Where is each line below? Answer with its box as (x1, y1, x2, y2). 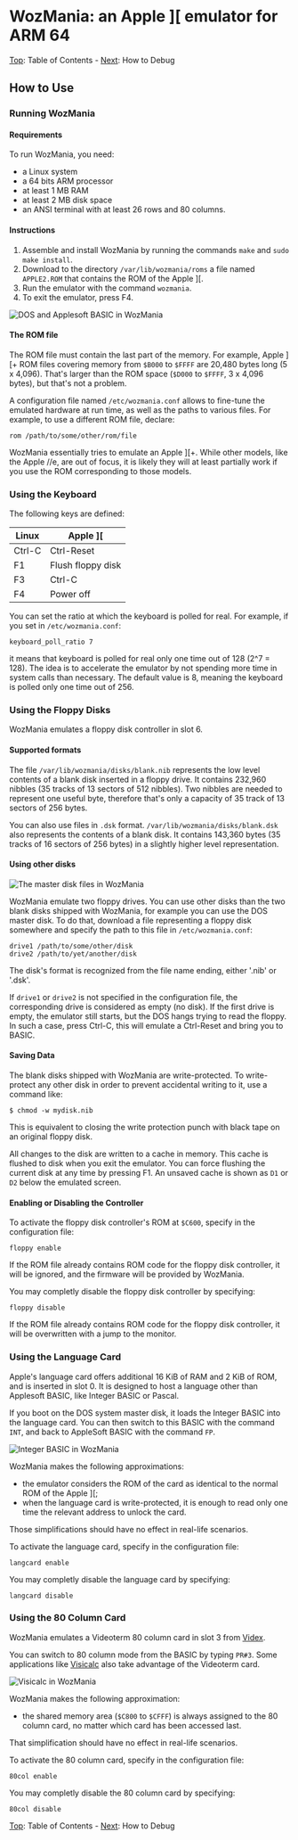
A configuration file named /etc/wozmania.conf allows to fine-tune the (9, 395, 265, 406)
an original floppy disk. (9, 1131, 93, 1142)
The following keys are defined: (9, 508, 125, 519)
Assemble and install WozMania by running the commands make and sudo (21, 244, 289, 255)
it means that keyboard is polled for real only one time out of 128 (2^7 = (9, 653, 270, 664)
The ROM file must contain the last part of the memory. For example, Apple (9, 349, 285, 360)
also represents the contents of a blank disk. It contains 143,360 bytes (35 (9, 829, 281, 840)
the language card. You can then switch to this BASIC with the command (9, 1417, 276, 1427)
